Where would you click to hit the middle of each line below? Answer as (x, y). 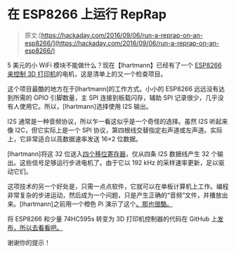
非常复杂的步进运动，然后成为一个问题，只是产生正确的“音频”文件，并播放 (115, 195)
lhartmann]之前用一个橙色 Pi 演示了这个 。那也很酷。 (98, 204)
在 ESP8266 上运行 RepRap (87, 14)
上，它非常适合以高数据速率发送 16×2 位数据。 (75, 138)
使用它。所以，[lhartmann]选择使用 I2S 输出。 (86, 106)
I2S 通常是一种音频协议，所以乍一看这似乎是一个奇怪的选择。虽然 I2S (108, 121)
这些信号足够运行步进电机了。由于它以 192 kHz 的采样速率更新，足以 (119, 162)
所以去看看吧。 (41, 227)
